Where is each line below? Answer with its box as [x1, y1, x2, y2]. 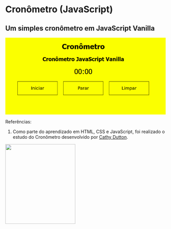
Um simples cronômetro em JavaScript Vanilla [5, 24, 155, 33]
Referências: [5, 119, 32, 125]
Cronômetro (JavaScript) [5, 4, 113, 15]
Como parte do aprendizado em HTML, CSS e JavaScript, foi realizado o [12, 129, 165, 135]
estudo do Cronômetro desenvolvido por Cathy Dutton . [12, 134, 128, 140]
